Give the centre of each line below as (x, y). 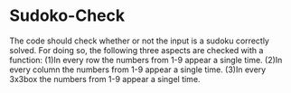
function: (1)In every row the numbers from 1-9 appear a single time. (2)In (146, 60)
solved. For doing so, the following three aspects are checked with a (136, 50)
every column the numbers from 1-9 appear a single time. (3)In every (138, 70)
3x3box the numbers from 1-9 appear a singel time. (105, 79)
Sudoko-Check (67, 16)
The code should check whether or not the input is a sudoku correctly (139, 41)
